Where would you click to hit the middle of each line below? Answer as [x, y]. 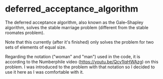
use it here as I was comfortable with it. [45, 72]
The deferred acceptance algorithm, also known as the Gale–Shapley [74, 22]
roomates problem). [25, 32]
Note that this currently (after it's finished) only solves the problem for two [80, 42]
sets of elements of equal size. [36, 47]
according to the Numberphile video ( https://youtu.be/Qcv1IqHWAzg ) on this [82, 62]
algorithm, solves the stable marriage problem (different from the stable [77, 27]
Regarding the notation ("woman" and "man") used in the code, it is [72, 56]
